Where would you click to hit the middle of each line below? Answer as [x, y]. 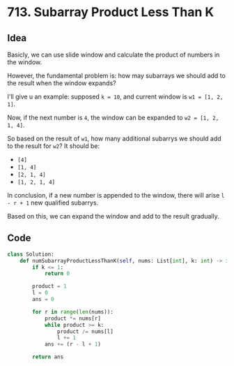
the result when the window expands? [62, 83]
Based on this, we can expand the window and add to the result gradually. [113, 216]
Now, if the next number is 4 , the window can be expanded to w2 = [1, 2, [113, 117]
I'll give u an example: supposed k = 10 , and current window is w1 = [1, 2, [115, 96]
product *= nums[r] [72, 319]
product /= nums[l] [85, 331]
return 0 [57, 274]
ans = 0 [43, 300]
